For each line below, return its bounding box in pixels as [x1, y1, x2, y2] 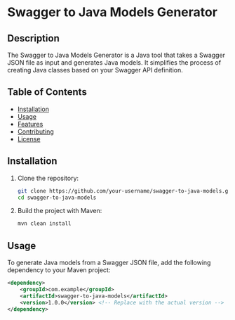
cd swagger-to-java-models [17, 194, 97, 201]
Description [7, 32, 60, 44]
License [17, 134, 41, 143]
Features [17, 120, 43, 128]
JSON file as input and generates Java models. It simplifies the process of [7, 58, 222, 67]
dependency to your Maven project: [7, 266, 111, 274]
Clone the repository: [17, 174, 79, 182]
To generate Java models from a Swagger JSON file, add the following [7, 258, 211, 267]
